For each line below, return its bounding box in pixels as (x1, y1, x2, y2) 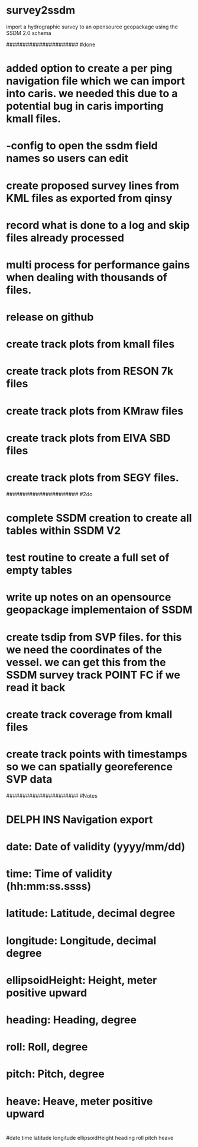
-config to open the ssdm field (6, 139, 158, 153)
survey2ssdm (6, 4, 76, 17)
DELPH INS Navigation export (6, 812, 153, 826)
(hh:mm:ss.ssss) (6, 880, 92, 893)
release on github (6, 310, 94, 324)
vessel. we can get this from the (6, 656, 167, 669)
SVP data (6, 772, 53, 786)
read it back (6, 680, 66, 694)
